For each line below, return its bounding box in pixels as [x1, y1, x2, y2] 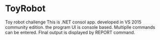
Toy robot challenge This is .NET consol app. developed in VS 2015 [5, 19, 142, 25]
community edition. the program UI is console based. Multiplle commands [5, 24, 156, 30]
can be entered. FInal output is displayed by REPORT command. [5, 29, 135, 35]
